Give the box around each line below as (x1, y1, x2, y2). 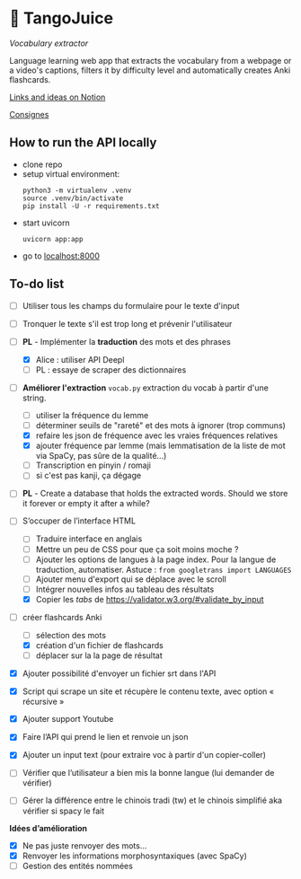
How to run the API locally (9, 135, 157, 151)
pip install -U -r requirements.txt (22, 201, 160, 210)
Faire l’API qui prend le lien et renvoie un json (22, 732, 189, 743)
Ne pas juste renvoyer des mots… (22, 839, 147, 851)
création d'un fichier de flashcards (35, 639, 164, 650)
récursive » (22, 696, 65, 708)
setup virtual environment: (22, 168, 120, 179)
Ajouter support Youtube (22, 714, 114, 725)
